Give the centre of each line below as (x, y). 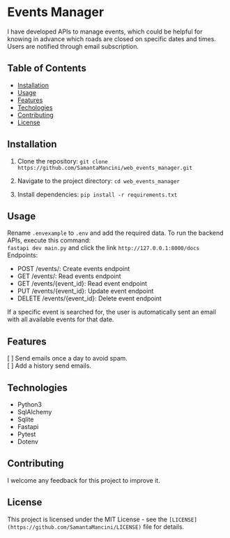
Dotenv (28, 442)
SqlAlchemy (34, 412)
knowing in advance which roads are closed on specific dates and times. (112, 38)
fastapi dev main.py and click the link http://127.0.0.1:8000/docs (103, 248)
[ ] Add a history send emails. (49, 366)
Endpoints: (23, 255)
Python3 (29, 405)
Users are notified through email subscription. (73, 46)
